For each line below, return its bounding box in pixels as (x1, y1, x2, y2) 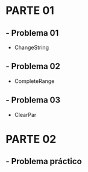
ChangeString (14, 44, 49, 51)
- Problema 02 (5, 61, 61, 71)
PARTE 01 (5, 4, 55, 18)
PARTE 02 (5, 132, 57, 146)
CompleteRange (14, 77, 55, 85)
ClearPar (14, 111, 37, 118)
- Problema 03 (5, 95, 61, 105)
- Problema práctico (5, 156, 82, 167)
